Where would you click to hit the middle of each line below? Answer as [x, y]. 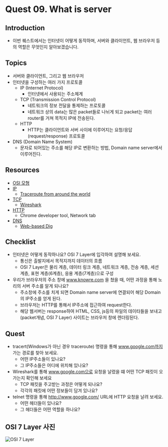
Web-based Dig [36, 226]
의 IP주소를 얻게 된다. [41, 299]
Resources [22, 170]
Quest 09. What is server [58, 9]
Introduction [25, 28]
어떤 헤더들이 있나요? [41, 403]
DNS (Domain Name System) [43, 142]
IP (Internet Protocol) [42, 88]
